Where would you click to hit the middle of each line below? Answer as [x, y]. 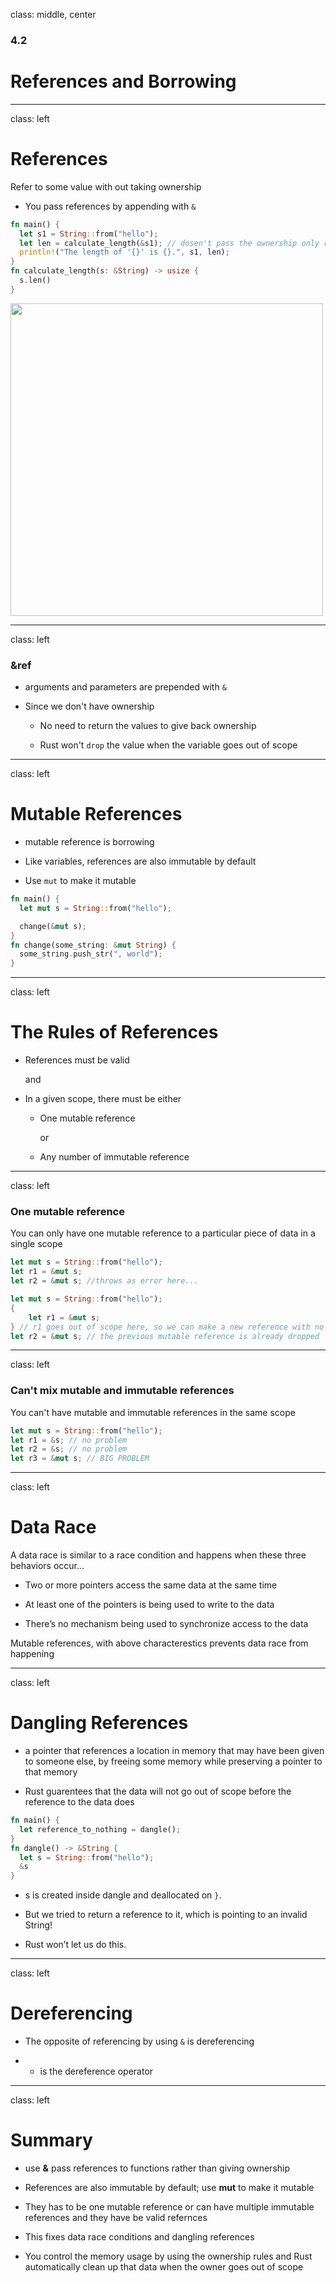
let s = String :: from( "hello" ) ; [87, 1857]
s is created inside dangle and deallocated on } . [123, 1895]
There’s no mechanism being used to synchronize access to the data [166, 1624]
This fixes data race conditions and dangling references [139, 2237]
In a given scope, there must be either [103, 1099]
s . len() [35, 280]
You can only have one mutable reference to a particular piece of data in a [163, 1233]
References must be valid [77, 1060]
